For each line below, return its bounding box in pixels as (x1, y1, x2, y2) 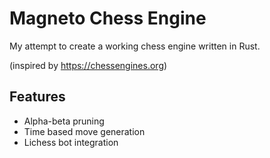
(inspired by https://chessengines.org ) (9, 59, 168, 71)
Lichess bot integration (23, 136, 119, 148)
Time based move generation (23, 125, 146, 137)
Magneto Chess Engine (9, 7, 207, 30)
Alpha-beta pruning (23, 115, 105, 127)
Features (9, 88, 66, 106)
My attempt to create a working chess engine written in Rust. (9, 40, 261, 52)
